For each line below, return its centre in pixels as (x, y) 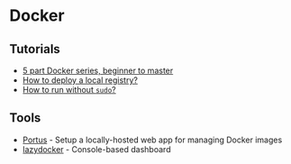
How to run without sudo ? (69, 90)
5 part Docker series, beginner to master (98, 70)
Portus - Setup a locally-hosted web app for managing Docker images (152, 140)
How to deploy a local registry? (80, 80)
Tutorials (35, 49)
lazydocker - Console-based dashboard (96, 149)
